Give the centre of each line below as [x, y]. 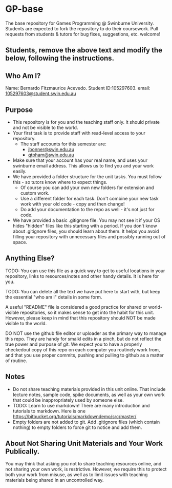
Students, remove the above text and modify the [84, 50]
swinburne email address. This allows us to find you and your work [83, 165]
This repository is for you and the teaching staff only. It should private [86, 122]
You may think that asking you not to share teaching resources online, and [83, 464]
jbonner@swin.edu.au [51, 149]
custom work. [35, 193]
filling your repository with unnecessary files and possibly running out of [89, 236]
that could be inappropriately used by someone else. [68, 400]
